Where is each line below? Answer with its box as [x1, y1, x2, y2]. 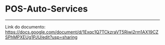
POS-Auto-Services [5, 3, 88, 15]
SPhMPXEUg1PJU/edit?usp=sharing [5, 34, 78, 40]
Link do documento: [5, 24, 46, 30]
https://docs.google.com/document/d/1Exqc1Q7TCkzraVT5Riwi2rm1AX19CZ [5, 29, 159, 35]
